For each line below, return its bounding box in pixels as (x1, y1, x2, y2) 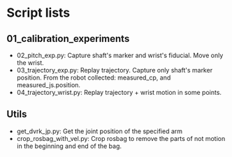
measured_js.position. (16, 81, 81, 89)
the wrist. (16, 59, 45, 67)
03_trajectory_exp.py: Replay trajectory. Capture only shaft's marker (16, 66, 213, 74)
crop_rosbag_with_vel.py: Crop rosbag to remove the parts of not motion (16, 134, 226, 142)
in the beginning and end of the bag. (16, 142, 122, 150)
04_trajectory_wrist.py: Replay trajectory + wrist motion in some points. (16, 89, 222, 96)
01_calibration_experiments (6, 33, 130, 45)
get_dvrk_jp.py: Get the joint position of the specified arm (16, 127, 183, 135)
